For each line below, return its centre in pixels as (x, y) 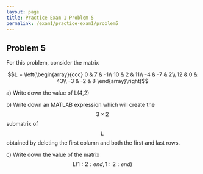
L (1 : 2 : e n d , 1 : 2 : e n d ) (102, 164)
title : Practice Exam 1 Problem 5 (50, 18)
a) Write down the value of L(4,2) (48, 93)
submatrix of (22, 124)
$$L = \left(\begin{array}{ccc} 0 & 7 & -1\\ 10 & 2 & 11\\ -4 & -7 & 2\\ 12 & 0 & (102, 74)
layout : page (23, 12)
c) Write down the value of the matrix (53, 155)
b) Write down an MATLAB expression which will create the (81, 105)
